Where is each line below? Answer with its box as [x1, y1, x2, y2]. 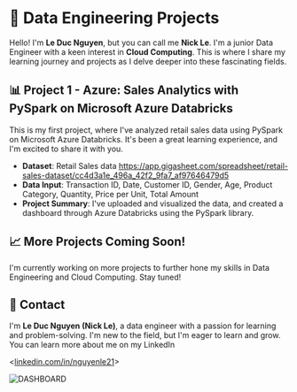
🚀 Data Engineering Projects [9, 8, 220, 28]
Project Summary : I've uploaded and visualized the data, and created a [21, 198, 284, 209]
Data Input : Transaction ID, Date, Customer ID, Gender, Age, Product [21, 179, 273, 189]
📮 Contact [9, 296, 66, 312]
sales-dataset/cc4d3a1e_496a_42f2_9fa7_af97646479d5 [21, 170, 230, 181]
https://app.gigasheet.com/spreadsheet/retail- [118, 160, 289, 171]
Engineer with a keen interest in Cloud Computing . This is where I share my [9, 46, 286, 57]
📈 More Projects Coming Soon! [9, 234, 186, 250]
